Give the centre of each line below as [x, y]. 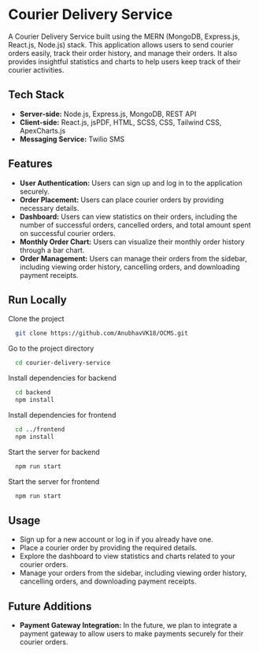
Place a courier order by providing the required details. [108, 548]
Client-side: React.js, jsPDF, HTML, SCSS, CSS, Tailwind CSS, [120, 122]
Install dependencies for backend [62, 378]
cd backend [33, 392]
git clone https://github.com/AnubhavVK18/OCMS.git [102, 333]
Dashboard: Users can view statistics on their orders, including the [128, 216]
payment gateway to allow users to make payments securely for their [131, 634]
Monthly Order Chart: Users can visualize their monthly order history [132, 242]
